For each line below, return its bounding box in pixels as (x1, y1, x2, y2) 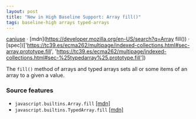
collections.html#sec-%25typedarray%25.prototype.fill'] (6, 54, 144, 62)
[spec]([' (6, 42, 28, 49)
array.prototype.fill (6, 48, 51, 55)
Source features (6, 86, 54, 94)
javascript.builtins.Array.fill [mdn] (14, 100, 110, 107)
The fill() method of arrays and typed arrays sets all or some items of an (6, 66, 188, 73)
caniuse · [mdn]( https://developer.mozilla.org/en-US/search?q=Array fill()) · (6, 36, 190, 43)
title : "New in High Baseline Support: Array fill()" (6, 14, 142, 20)
